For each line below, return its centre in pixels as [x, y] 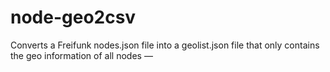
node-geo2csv [73, 17]
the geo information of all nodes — [81, 55]
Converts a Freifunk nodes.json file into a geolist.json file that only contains [165, 45]
